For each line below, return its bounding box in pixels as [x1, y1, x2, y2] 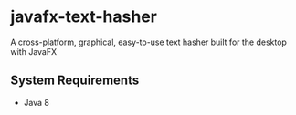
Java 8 [23, 97, 49, 108]
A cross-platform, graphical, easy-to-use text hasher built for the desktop [10, 37, 287, 47]
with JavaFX [10, 46, 58, 57]
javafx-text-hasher [10, 6, 158, 27]
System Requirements [10, 73, 140, 89]
